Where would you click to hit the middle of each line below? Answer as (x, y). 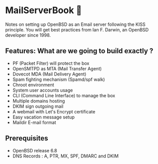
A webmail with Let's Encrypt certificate (54, 111)
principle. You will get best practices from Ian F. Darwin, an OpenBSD (77, 29)
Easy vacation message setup (44, 117)
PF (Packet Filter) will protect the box (51, 63)
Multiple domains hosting (39, 101)
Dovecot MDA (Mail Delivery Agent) (49, 74)
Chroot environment (33, 85)
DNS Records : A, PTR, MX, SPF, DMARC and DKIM (66, 156)
